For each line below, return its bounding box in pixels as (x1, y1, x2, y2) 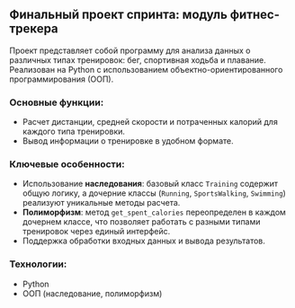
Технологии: (9, 258, 67, 270)
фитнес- (229, 7, 281, 22)
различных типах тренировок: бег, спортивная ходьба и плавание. (9, 54, 267, 66)
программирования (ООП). (9, 74, 114, 84)
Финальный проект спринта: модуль (9, 7, 228, 22)
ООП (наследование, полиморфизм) (22, 287, 163, 299)
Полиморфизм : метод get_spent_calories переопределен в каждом (22, 207, 286, 218)
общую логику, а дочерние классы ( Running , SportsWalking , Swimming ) (22, 188, 286, 198)
